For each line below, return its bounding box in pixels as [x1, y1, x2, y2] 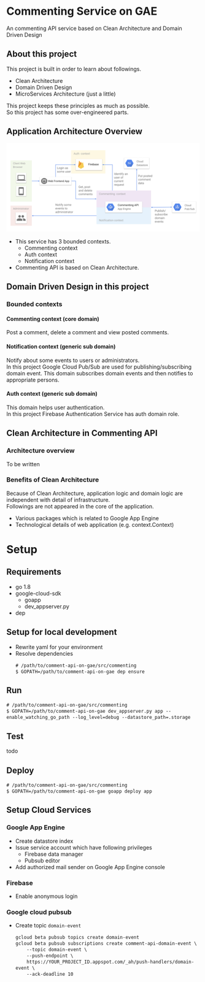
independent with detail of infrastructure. [6, 496, 110, 504]
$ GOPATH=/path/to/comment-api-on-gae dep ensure [15, 669, 145, 675]
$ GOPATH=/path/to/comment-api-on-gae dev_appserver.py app [6, 708, 164, 715]
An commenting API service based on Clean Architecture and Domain [6, 25, 182, 32]
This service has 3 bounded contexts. [15, 237, 111, 245]
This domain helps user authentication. [6, 404, 105, 411]
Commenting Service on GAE [6, 4, 158, 18]
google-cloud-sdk [15, 589, 61, 597]
